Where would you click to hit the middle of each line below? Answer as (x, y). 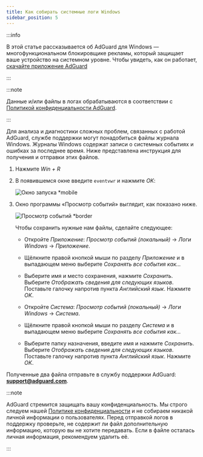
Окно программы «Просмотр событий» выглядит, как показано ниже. (106, 204)
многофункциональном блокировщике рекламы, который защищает (95, 53)
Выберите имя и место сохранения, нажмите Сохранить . (98, 276)
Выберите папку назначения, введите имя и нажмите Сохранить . (109, 343)
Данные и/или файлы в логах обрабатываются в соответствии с (89, 101)
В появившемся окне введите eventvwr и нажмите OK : (85, 180)
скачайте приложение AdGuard (47, 66)
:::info (13, 35)
